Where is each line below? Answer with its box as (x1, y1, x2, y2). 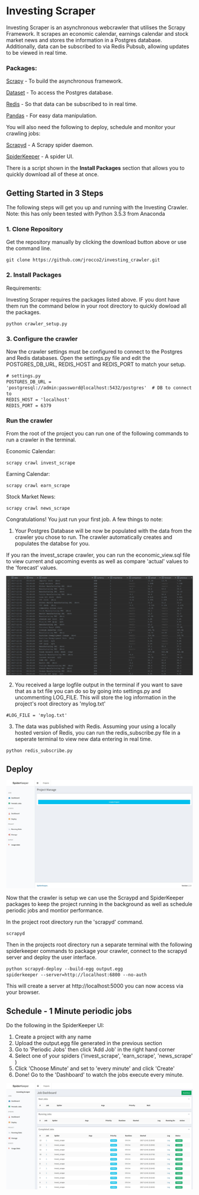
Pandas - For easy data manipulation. (6, 112, 98, 120)
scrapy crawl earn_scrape (6, 483, 70, 489)
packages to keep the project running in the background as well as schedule (6, 901, 192, 908)
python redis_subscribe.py (6, 748, 73, 754)
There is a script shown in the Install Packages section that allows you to (6, 165, 185, 172)
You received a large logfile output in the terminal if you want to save (14, 681, 182, 688)
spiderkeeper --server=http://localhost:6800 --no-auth (6, 972, 147, 978)
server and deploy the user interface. (6, 954, 97, 961)
